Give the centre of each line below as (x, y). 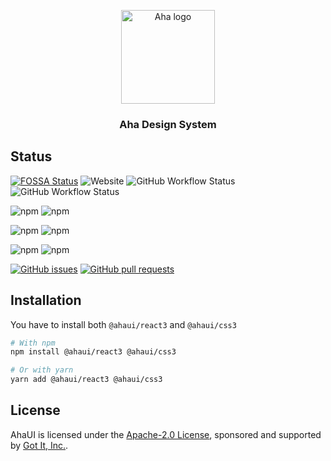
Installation (46, 300)
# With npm (33, 343)
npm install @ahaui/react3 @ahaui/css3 (93, 352)
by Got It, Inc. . (39, 445)
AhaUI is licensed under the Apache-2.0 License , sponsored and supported (166, 434)
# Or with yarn (42, 370)
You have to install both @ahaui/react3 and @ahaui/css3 (123, 324)
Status (31, 156)
